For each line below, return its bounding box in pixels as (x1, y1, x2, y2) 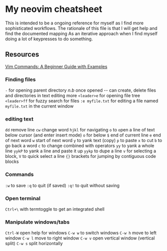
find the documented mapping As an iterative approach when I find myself (5, 30, 158, 36)
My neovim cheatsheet (5, 3, 103, 15)
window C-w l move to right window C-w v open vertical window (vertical (5, 235, 155, 241)
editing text (5, 116, 34, 123)
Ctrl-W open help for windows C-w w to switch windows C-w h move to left (5, 230, 157, 236)
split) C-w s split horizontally (5, 241, 63, 247)
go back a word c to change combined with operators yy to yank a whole (5, 143, 155, 149)
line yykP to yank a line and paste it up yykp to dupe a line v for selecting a (5, 148, 156, 154)
